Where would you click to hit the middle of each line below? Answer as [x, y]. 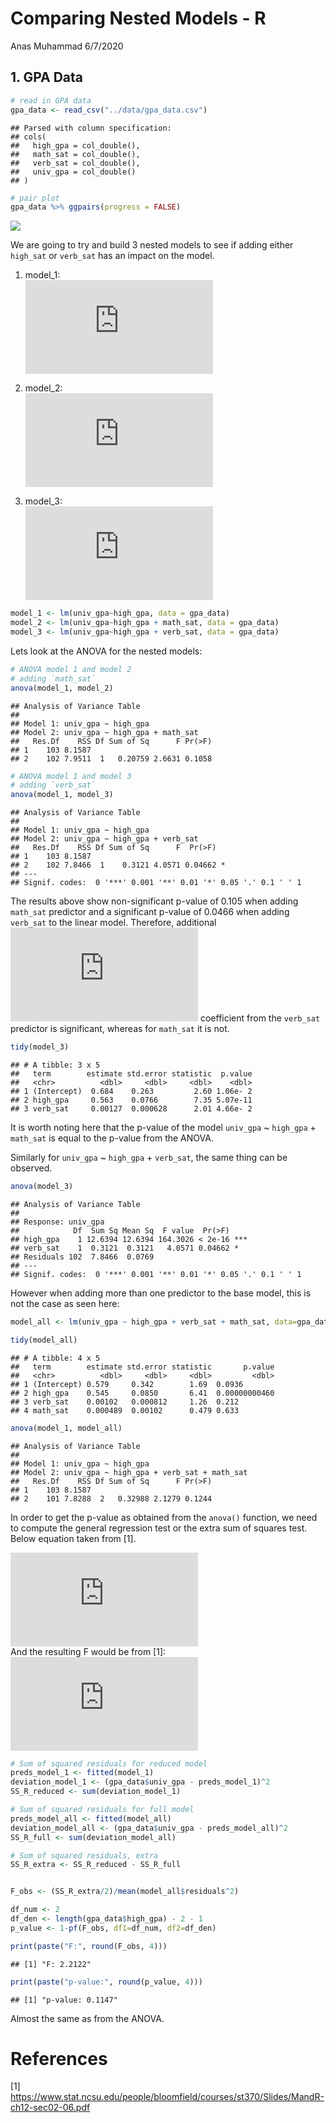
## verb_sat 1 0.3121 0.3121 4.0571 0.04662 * [125, 1248]
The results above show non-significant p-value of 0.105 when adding [154, 901]
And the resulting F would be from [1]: [88, 1651]
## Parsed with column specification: [91, 128]
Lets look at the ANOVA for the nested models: [106, 651]
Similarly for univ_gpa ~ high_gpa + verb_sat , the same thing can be [149, 1157]
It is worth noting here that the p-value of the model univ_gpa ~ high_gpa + [163, 1127]
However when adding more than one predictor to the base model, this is [161, 1293]
